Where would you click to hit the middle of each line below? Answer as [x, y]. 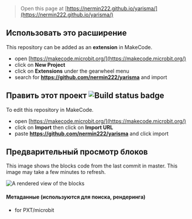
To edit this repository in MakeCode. [50, 109]
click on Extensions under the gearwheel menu [72, 71]
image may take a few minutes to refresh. [56, 172]
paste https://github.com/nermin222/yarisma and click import [91, 134]
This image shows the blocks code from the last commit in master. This [92, 166]
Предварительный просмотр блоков [77, 152]
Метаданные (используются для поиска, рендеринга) [76, 197]
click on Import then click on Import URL [64, 127]
